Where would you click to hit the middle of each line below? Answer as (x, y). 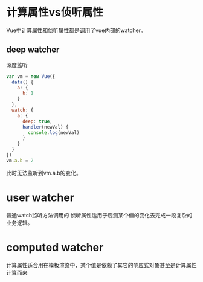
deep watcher (33, 50)
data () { (23, 82)
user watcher (40, 197)
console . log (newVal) (54, 133)
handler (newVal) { (45, 127)
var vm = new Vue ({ (31, 76)
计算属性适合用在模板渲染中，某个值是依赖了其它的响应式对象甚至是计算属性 (101, 265)
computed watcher (55, 247)
